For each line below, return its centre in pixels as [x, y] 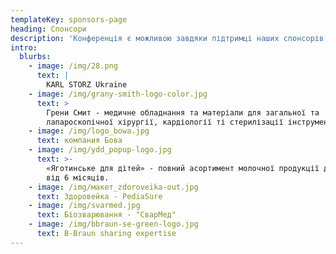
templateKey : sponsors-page [69, 19]
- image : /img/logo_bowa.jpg [89, 131]
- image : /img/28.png [73, 66]
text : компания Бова [79, 141]
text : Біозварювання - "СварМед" [106, 215]
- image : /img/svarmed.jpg [84, 206]
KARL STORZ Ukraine [87, 85]
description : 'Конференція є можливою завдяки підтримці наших [145, 38]
